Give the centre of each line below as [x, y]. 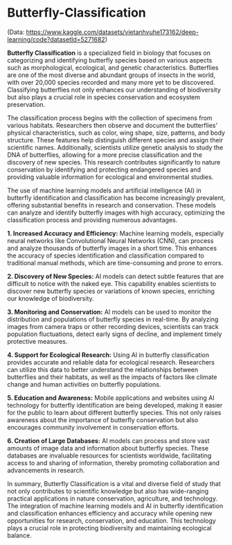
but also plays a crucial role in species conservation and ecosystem [104, 97]
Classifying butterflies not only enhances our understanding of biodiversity [114, 90]
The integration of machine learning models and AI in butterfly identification [115, 505]
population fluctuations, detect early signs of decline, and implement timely [115, 334]
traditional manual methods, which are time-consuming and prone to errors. [115, 262]
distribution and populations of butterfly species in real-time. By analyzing [113, 319]
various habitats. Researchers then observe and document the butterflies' [113, 125]
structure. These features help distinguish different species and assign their [115, 140]
